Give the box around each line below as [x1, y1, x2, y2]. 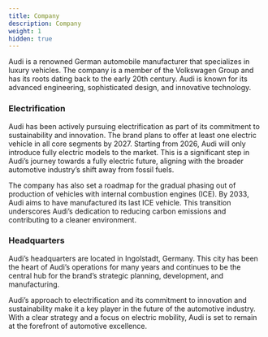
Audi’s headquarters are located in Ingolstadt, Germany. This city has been [8, 253, 258, 263]
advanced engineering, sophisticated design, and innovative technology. [8, 83, 252, 93]
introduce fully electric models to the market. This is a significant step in [8, 147, 250, 157]
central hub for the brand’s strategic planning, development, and [8, 270, 224, 280]
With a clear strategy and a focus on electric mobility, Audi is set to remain [8, 312, 257, 322]
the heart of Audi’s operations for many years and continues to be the [8, 261, 241, 272]
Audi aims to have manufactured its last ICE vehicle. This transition [8, 197, 231, 207]
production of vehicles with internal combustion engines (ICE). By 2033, [8, 188, 249, 199]
